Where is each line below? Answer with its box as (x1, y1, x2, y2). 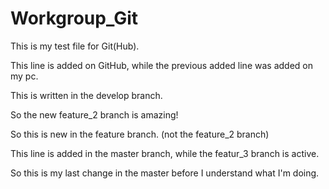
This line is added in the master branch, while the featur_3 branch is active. (10, 147, 320, 159)
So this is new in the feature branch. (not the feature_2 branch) (10, 128, 270, 140)
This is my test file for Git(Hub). (10, 40, 140, 52)
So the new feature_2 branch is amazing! (10, 108, 179, 121)
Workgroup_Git (10, 7, 139, 30)
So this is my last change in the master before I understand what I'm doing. (10, 167, 320, 179)
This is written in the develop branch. (10, 89, 163, 101)
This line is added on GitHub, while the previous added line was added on (10, 59, 313, 71)
